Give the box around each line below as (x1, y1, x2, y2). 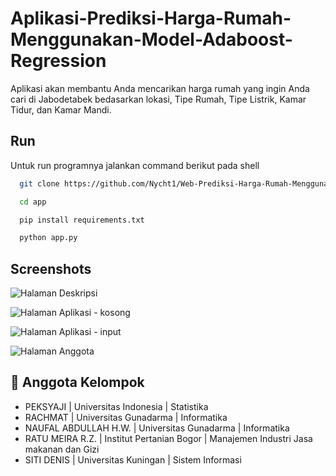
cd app (19, 197, 47, 207)
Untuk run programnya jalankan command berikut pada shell (10, 159, 260, 171)
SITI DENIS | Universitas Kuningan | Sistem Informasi (24, 453, 242, 466)
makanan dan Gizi (24, 443, 100, 455)
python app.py (19, 233, 78, 243)
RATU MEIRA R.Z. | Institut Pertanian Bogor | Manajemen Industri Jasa (24, 432, 313, 444)
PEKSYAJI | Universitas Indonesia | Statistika (24, 400, 209, 412)
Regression (10, 50, 107, 72)
